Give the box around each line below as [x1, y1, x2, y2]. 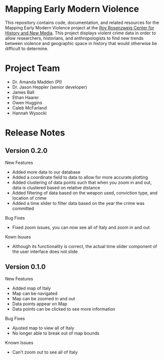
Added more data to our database [12, 169, 81, 175]
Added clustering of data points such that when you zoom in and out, [12, 180, 152, 185]
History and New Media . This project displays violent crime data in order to [5, 30, 156, 36]
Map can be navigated [12, 290, 58, 296]
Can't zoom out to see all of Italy [12, 349, 78, 355]
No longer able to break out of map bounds [12, 330, 99, 336]
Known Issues [5, 339, 33, 345]
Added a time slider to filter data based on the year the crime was [12, 200, 145, 206]
